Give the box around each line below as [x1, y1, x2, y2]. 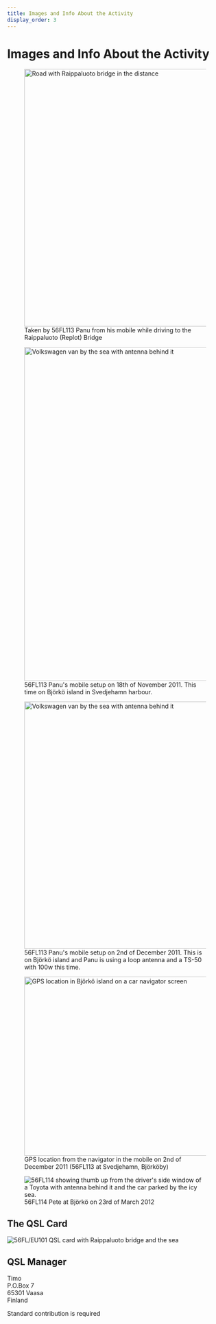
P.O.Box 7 [7, 1281, 34, 1290]
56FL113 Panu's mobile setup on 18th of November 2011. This [24, 681, 197, 689]
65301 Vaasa [7, 1289, 44, 1297]
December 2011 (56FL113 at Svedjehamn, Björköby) [24, 1163, 169, 1171]
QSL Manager [7, 1256, 67, 1268]
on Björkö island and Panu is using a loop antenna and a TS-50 [24, 956, 202, 964]
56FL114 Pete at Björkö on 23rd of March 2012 [24, 1198, 155, 1206]
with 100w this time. [24, 963, 81, 972]
